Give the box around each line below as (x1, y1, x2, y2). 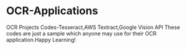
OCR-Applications (6, 4, 99, 18)
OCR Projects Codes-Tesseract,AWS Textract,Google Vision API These (6, 24, 181, 31)
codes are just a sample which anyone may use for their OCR (6, 30, 157, 37)
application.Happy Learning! (6, 36, 76, 43)
